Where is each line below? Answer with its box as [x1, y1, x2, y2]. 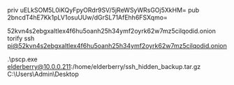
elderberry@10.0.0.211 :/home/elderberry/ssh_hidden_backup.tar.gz [7, 63, 201, 70]
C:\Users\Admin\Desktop [7, 70, 79, 78]
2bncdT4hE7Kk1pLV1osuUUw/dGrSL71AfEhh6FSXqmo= [7, 13, 168, 22]
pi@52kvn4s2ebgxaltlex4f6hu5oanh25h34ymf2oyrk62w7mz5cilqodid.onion [7, 42, 227, 49]
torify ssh [7, 34, 35, 42]
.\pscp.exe [7, 55, 38, 63]
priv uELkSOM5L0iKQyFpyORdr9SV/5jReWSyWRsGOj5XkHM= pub [7, 6, 200, 14]
